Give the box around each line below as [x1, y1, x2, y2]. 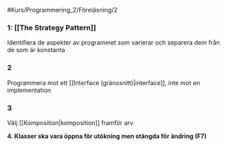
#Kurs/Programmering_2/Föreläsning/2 [7, 6, 118, 14]
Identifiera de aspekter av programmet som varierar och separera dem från [7, 38, 220, 47]
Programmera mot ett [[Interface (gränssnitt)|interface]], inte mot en [7, 78, 201, 87]
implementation [7, 86, 52, 94]
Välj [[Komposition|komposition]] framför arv [7, 118, 134, 126]
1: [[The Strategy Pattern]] [7, 23, 96, 32]
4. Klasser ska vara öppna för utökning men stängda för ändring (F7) [7, 132, 207, 140]
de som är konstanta [7, 46, 65, 54]
